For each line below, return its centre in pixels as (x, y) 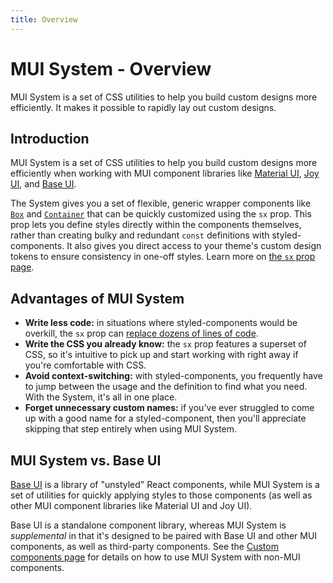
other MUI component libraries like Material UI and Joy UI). (131, 505)
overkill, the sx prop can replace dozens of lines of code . (141, 333)
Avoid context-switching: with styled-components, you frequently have (173, 376)
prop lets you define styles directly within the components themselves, (156, 225)
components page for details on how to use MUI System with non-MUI (155, 557)
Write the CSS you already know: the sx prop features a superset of (165, 344)
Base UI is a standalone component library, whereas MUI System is (148, 525)
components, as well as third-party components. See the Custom (144, 546)
